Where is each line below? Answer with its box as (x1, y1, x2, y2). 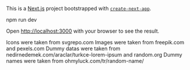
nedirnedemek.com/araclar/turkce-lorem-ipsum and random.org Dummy (6, 51, 182, 58)
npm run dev (6, 16, 37, 23)
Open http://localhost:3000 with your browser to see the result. (6, 27, 160, 34)
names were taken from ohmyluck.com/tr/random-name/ (6, 58, 144, 64)
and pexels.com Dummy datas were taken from (6, 45, 121, 52)
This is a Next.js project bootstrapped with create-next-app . (6, 5, 152, 12)
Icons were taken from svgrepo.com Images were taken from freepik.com (6, 39, 185, 45)
